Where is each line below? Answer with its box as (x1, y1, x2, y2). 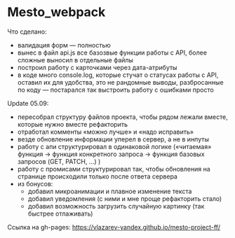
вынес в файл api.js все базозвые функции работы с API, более (17, 48, 207, 57)
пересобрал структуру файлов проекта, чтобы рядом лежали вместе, (17, 113, 228, 121)
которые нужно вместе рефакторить (17, 120, 128, 128)
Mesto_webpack (7, 4, 106, 20)
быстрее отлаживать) (27, 209, 93, 218)
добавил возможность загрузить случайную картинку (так (27, 202, 205, 210)
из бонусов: (17, 179, 53, 188)
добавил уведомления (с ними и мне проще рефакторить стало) (27, 194, 222, 203)
